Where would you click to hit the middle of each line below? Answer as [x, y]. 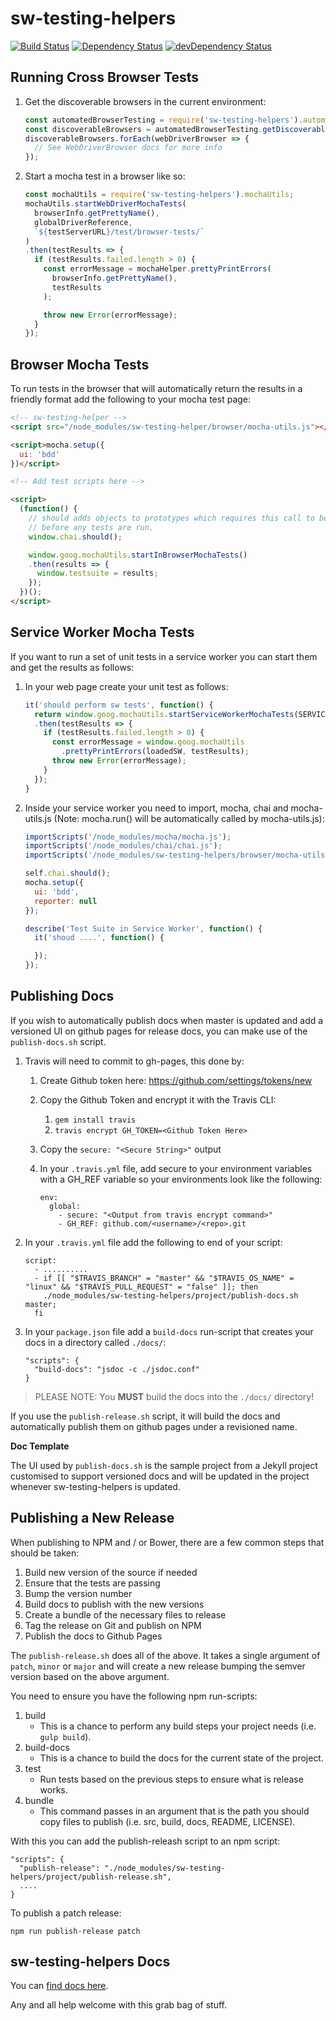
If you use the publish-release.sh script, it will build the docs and [145, 1416]
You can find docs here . [59, 1986]
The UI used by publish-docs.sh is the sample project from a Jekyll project [164, 1465]
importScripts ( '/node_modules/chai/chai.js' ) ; [123, 846]
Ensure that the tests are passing [92, 1583]
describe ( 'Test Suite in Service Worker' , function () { [143, 928]
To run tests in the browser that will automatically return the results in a [156, 389]
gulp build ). [65, 1736]
